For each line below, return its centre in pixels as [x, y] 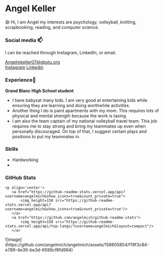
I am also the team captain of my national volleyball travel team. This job [85, 121]
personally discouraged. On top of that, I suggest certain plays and [79, 131]
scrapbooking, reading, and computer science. [52, 27]
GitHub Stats [20, 177]
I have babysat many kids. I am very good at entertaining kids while [80, 100]
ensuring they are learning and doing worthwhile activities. [71, 105]
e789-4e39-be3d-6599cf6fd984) [39, 250]
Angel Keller [31, 9]
